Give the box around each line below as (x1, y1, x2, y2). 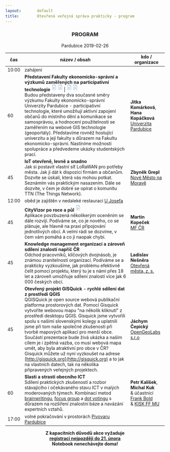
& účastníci (130, 390, 153, 396)
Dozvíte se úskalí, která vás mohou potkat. (24, 174, 113, 180)
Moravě (130, 180, 147, 186)
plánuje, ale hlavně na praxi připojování (24, 223, 106, 229)
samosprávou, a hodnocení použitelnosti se (24, 118, 115, 125)
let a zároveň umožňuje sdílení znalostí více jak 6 (24, 273, 126, 279)
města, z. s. (130, 267, 154, 274)
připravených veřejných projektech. (24, 367, 99, 373)
